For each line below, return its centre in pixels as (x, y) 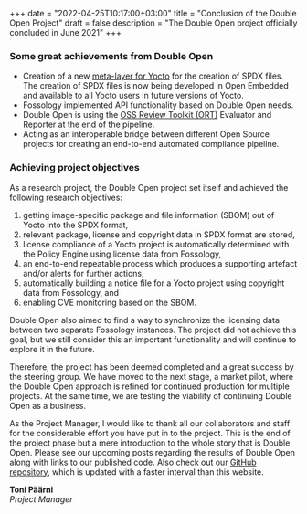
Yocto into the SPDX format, (75, 225)
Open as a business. (48, 405)
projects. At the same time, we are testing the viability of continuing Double (151, 395)
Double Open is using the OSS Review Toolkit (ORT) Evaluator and (147, 115)
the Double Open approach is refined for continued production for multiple (149, 386)
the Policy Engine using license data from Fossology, (122, 254)
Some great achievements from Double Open (111, 56)
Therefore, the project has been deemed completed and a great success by (152, 367)
